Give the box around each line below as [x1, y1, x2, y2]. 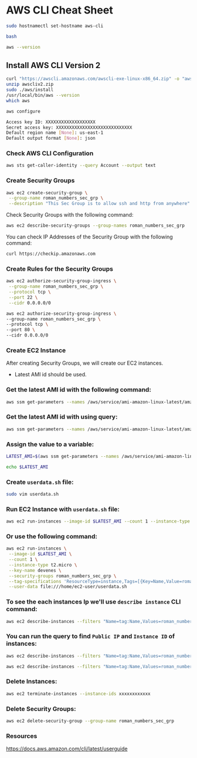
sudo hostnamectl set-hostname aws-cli [6, 23, 104, 29]
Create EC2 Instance [6, 346, 66, 354]
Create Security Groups [6, 177, 75, 185]
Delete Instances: [6, 678, 57, 686]
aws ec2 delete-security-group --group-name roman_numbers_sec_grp [6, 718, 175, 724]
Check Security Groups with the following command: [6, 211, 134, 218]
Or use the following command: [6, 532, 98, 540]
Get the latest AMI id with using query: [6, 413, 118, 421]
